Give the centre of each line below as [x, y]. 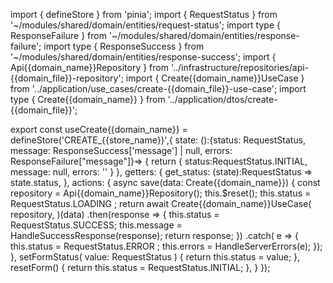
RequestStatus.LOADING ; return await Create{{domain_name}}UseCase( [161, 203]
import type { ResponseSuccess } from [124, 46]
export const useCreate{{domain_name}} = [99, 129]
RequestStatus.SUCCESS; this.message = [96, 225]
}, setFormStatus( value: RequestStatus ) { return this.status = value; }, [155, 257]
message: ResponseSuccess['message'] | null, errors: [121, 150]
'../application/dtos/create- [222, 99]
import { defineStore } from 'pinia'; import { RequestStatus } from [144, 14]
